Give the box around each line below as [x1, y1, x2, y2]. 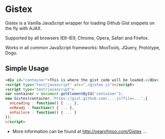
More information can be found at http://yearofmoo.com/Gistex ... [12, 128, 147, 134]
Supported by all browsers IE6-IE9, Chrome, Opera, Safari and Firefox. [5, 35, 149, 41]
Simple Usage [5, 64, 49, 73]
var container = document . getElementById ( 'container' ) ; [5, 91, 123, 97]
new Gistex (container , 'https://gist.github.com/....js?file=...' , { [5, 96, 148, 101]
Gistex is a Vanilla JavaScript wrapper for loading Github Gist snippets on [5, 20, 155, 26]
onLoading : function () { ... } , [9, 101, 79, 106]
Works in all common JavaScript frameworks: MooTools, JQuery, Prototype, [5, 44, 161, 50]
